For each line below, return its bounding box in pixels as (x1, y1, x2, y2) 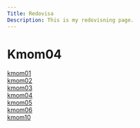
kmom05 (7, 98, 32, 107)
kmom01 (7, 69, 32, 77)
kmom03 (7, 84, 33, 92)
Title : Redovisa (7, 10, 54, 17)
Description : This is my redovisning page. (7, 17, 134, 24)
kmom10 (7, 113, 31, 122)
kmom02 (7, 77, 32, 85)
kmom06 (7, 106, 33, 114)
